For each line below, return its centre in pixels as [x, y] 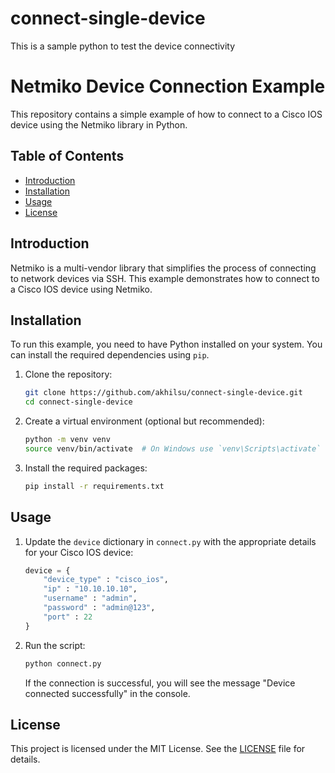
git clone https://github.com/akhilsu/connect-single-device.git [163, 393]
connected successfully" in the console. [107, 693]
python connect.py [63, 663]
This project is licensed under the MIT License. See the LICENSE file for [158, 749]
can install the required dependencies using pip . [110, 355]
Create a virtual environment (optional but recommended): [144, 421]
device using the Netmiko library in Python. [99, 124]
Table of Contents [67, 156]
